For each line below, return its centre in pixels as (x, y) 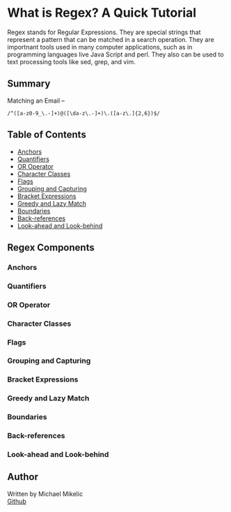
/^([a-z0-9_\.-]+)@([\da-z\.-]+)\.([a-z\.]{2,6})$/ (83, 113)
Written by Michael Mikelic (45, 494)
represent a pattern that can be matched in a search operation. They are (111, 39)
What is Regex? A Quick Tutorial (102, 13)
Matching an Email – (36, 100)
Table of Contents (47, 135)
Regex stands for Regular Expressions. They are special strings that (104, 32)
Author (23, 477)
